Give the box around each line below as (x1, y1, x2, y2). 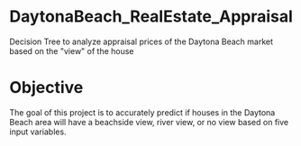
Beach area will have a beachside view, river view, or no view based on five (9, 116, 289, 127)
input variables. (9, 126, 67, 137)
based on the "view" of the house (9, 45, 134, 56)
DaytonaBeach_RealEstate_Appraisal (9, 6, 293, 27)
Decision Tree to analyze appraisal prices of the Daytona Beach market (9, 36, 273, 47)
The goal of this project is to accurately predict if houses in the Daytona (9, 106, 276, 118)
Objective (9, 78, 84, 98)
